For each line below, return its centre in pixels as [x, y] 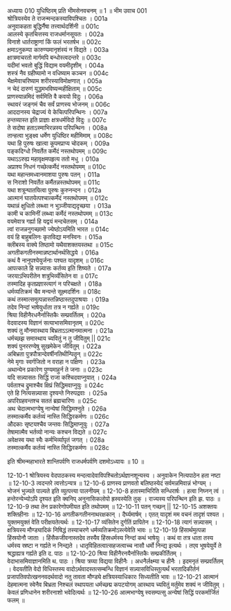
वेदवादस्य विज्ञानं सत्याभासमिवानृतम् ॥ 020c [56, 323]
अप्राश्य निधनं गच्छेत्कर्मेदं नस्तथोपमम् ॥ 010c [57, 167]
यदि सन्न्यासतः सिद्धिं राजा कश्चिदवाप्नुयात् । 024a [62, 377]
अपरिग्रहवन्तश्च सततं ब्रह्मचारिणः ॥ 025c [52, 401]
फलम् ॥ [16, 600]
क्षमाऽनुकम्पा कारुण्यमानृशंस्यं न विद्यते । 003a [58, 50]
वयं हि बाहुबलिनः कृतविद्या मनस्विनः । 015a [55, 237]
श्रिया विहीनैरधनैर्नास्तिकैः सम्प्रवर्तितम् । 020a [56, 315]
